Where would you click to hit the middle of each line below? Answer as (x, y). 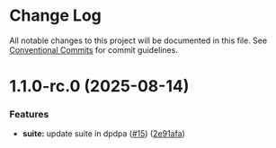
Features (29, 115)
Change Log (55, 16)
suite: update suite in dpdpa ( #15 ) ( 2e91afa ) (104, 134)
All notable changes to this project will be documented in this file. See (138, 40)
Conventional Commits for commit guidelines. (93, 49)
